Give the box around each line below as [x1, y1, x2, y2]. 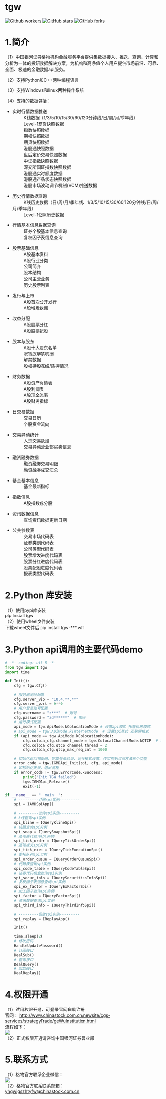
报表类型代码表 [23, 571, 54, 576]
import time [5, 669, 30, 675]
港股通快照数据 [23, 145, 54, 151]
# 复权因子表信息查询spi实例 [14, 879, 66, 885]
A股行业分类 [23, 257, 48, 263]
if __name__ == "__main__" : [5, 792, 63, 797]
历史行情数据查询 [12, 193, 47, 199]
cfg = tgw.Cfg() [14, 683, 48, 688]
